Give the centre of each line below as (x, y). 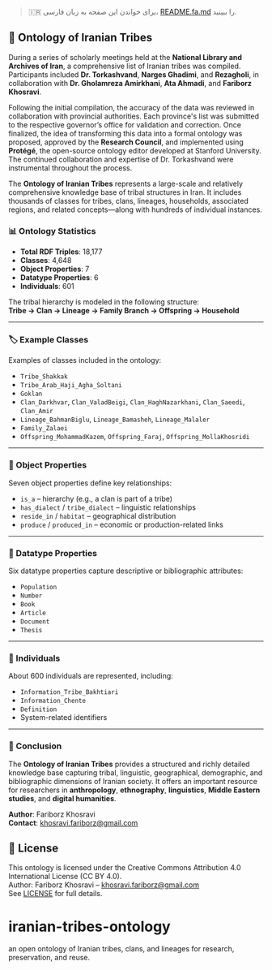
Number (31, 596)
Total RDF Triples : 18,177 (61, 252)
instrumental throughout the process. (70, 168)
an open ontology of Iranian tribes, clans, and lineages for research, (121, 949)
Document (35, 622)
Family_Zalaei (44, 429)
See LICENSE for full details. (55, 894)
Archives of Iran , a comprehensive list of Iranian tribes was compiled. (125, 66)
